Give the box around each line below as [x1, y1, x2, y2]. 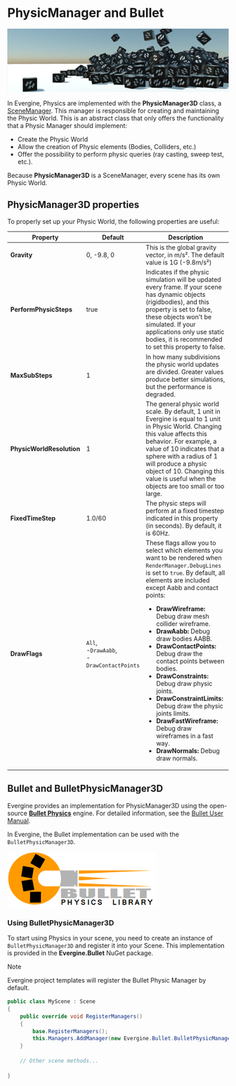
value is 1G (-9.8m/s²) [145, 258, 212, 267]
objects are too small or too [145, 482, 225, 490]
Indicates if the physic [145, 268, 209, 276]
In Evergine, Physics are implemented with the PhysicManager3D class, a [7, 98, 222, 107]
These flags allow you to [145, 539, 216, 547]
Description [168, 233, 204, 241]
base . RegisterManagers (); [32, 1028, 109, 1035]
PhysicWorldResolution [10, 445, 81, 453]
